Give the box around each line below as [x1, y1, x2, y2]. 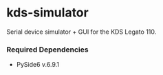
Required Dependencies [6, 45, 89, 54]
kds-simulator [6, 5, 89, 21]
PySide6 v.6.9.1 [16, 61, 60, 69]
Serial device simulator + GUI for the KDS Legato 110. [6, 28, 157, 36]
